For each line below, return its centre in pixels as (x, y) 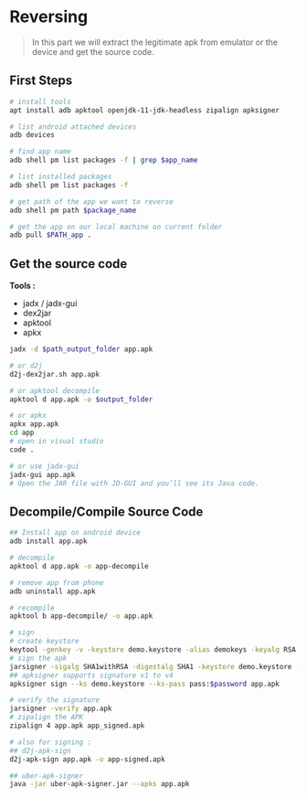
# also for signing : (51, 742)
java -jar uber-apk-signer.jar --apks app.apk (100, 784)
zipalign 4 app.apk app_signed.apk (77, 726)
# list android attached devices (73, 127)
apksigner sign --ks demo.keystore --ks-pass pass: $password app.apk (145, 684)
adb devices (32, 135)
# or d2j (26, 366)
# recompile (32, 608)
